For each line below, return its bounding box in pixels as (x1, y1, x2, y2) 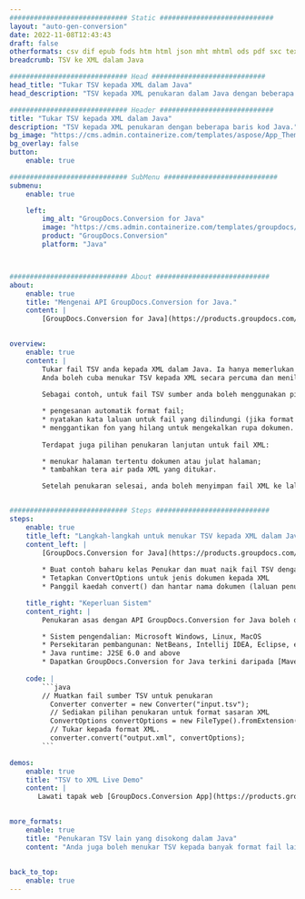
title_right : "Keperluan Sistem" (25, 598, 152, 608)
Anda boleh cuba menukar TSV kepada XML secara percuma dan (42, 373, 274, 382)
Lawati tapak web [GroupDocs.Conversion (37, 793, 193, 802)
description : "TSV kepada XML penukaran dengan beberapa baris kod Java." (9, 122, 299, 132)
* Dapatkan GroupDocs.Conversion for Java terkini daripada (42, 657, 274, 667)
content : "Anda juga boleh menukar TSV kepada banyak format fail (25, 843, 282, 852)
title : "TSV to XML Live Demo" (25, 775, 144, 784)
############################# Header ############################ (9, 106, 274, 115)
